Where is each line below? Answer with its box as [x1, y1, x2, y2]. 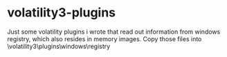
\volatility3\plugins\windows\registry [7, 42, 111, 50]
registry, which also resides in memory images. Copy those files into [7, 34, 202, 43]
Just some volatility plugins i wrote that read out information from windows [7, 27, 221, 36]
